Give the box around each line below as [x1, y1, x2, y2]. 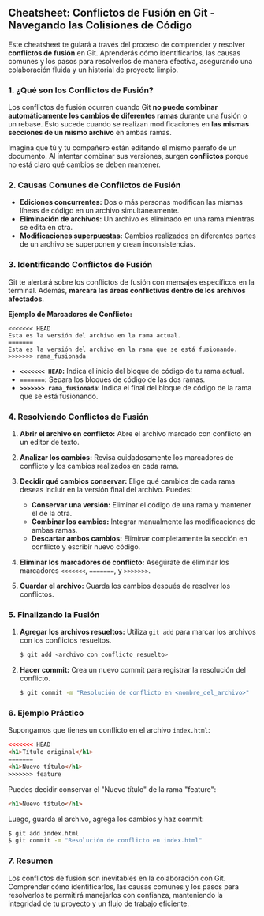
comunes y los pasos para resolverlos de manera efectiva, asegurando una [8, 56, 253, 66]
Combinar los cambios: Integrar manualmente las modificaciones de [31, 517, 256, 526]
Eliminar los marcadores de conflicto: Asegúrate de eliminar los [19, 557, 230, 567]
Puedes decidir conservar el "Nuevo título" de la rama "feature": [8, 784, 217, 793]
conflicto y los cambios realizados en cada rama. [19, 462, 179, 470]
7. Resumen [8, 855, 54, 866]
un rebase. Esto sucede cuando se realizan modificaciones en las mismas [8, 119, 250, 129]
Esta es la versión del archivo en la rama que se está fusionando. [8, 345, 238, 353]
